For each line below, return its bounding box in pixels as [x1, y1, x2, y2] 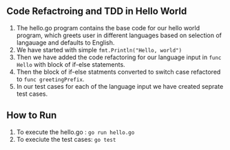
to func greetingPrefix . [16, 75, 85, 83]
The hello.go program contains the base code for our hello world [16, 23, 200, 32]
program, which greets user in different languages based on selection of [16, 31, 222, 39]
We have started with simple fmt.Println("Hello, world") [16, 45, 182, 54]
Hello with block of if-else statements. [16, 60, 125, 68]
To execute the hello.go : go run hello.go [16, 127, 135, 136]
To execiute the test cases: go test [16, 135, 116, 143]
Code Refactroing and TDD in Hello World [6, 6, 187, 17]
